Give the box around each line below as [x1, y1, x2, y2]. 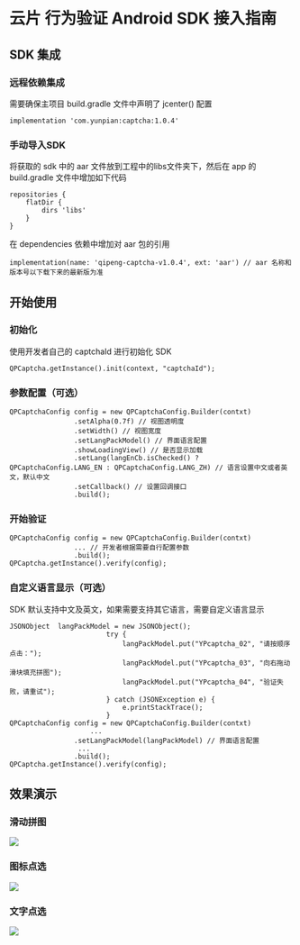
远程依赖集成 [9, 76, 66, 88]
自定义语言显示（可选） [9, 582, 111, 595]
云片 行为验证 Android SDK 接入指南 [9, 8, 277, 29]
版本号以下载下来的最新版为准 [9, 268, 104, 277]
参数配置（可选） [9, 386, 84, 399]
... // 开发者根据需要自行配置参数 [73, 543, 190, 552]
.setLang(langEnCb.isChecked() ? [73, 454, 200, 463]
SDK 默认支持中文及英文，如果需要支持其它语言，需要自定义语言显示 [9, 604, 265, 614]
